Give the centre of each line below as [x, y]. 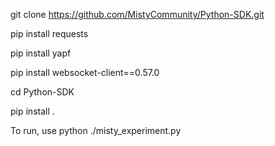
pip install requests [49, 33]
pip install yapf [41, 53]
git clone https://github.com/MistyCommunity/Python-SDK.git [137, 14]
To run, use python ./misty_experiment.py [96, 130]
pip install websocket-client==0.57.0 [85, 72]
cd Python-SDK [42, 92]
